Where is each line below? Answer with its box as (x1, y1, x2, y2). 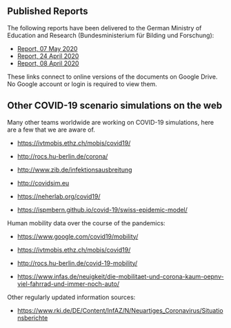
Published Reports (7, 6, 88, 17)
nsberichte (17, 314, 48, 322)
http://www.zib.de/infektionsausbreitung (17, 165, 132, 174)
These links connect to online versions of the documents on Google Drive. (7, 72, 218, 81)
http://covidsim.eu (17, 178, 70, 187)
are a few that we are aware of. (7, 125, 95, 134)
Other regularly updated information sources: (7, 293, 136, 301)
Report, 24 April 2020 (17, 52, 79, 60)
